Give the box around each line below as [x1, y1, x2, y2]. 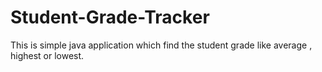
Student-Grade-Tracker [10, 6, 210, 29]
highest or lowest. [10, 49, 85, 61]
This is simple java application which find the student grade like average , [10, 39, 313, 51]
